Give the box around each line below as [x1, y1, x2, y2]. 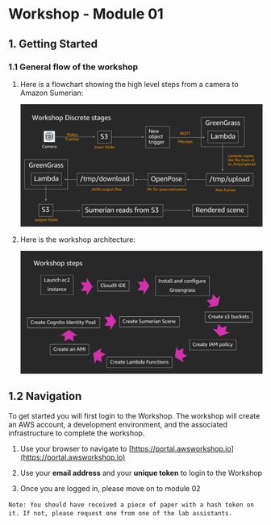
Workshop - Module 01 [8, 5, 164, 23]
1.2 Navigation [8, 390, 82, 403]
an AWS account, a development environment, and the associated [8, 419, 228, 429]
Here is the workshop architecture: [19, 235, 135, 244]
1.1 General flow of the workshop [8, 61, 139, 73]
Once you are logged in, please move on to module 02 [19, 483, 201, 493]
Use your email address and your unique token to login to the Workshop [19, 468, 263, 477]
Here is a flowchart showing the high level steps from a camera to [19, 79, 240, 89]
